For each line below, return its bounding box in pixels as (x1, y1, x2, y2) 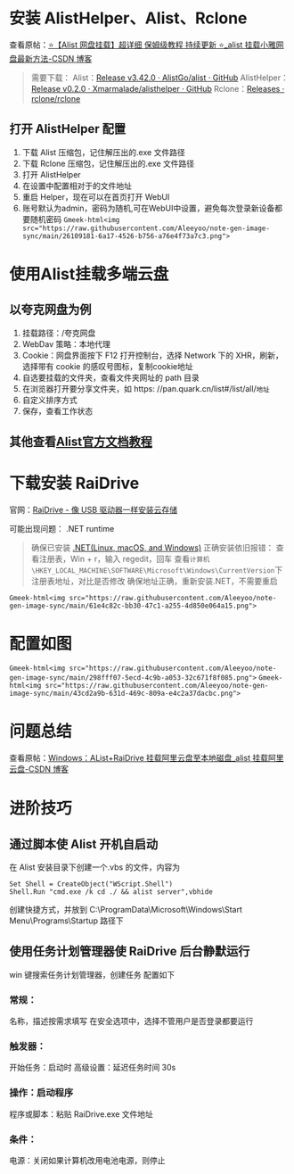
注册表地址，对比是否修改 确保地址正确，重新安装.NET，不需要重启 (30, 576, 278, 587)
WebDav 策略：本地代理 (21, 338, 111, 349)
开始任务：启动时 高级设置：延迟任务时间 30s (9, 1062, 176, 1073)
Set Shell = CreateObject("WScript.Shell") (9, 880, 174, 889)
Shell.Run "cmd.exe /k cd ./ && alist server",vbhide (9, 887, 214, 897)
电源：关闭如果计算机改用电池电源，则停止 (9, 1154, 166, 1165)
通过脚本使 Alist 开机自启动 (9, 836, 159, 852)
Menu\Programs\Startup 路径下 (9, 915, 124, 926)
